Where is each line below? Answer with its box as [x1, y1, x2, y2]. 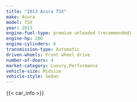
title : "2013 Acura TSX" [6, 8, 67, 15]
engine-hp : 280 [6, 36, 43, 41]
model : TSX [6, 19, 33, 25]
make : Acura [6, 14, 35, 20]
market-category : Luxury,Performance [6, 62, 98, 69]
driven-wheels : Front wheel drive [6, 52, 91, 58]
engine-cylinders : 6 [6, 41, 57, 47]
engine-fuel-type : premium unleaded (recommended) [6, 30, 132, 36]
